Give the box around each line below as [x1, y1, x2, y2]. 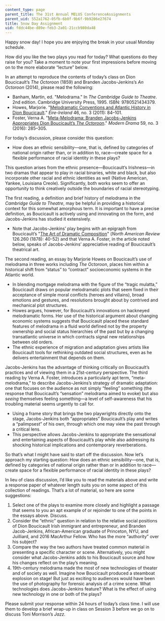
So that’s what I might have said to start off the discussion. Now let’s [5, 452, 144, 458]
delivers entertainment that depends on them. [12, 355, 105, 361]
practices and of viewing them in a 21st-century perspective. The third [5, 369, 148, 375]
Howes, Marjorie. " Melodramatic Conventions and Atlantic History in [12, 105, 151, 110]
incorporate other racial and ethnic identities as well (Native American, [5, 175, 148, 181]
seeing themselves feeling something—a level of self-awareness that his [5, 396, 152, 402]
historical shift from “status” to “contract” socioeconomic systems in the [5, 267, 152, 273]
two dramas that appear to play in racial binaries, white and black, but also [5, 170, 156, 176]
